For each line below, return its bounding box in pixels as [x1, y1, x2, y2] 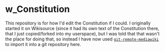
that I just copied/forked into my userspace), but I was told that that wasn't [5, 30, 160, 36]
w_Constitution [5, 3, 70, 15]
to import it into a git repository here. [5, 41, 81, 47]
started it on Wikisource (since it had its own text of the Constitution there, [5, 25, 159, 31]
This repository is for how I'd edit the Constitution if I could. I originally [5, 20, 151, 26]
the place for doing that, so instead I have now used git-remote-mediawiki [5, 36, 159, 42]
